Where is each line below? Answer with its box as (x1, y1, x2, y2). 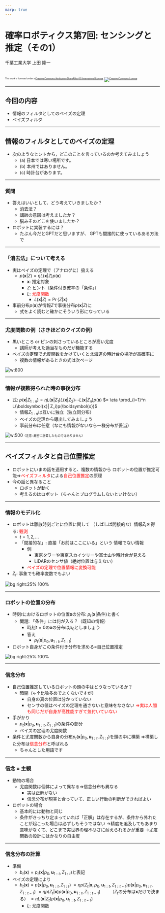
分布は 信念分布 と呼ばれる (16, 741, 69, 747)
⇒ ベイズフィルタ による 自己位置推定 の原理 (16, 473, 103, 478)
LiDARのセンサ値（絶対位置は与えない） (34, 558, 115, 564)
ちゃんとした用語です (19, 747, 63, 753)
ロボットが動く (19, 485, 50, 491)
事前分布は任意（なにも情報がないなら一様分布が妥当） (19, 422, 132, 428)
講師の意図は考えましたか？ (19, 212, 76, 218)
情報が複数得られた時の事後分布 (5, 385, 81, 392)
